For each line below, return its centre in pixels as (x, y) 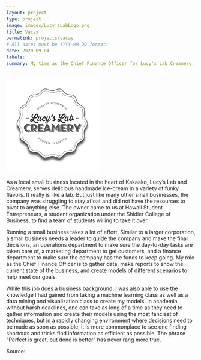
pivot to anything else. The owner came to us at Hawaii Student (85, 207)
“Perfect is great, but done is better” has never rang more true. (84, 340)
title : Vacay (22, 32)
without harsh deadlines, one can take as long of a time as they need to (94, 308)
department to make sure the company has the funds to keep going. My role (100, 257)
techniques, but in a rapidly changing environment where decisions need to (100, 320)
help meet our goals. (32, 276)
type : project (24, 19)
